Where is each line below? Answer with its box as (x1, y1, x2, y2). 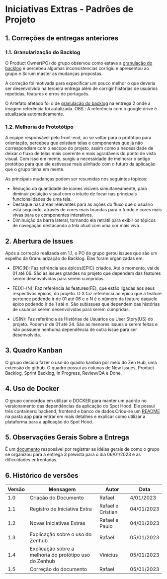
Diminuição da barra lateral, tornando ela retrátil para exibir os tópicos (12, 217, 156, 223)
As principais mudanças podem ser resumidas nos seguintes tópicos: (5, 176, 148, 182)
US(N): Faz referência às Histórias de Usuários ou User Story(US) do (12, 316, 153, 322)
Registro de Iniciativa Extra (29, 505, 92, 512)
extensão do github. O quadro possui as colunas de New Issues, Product (5, 364, 154, 371)
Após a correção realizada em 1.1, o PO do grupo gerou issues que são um (5, 250, 158, 256)
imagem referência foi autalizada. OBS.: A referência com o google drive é (5, 105, 158, 111)
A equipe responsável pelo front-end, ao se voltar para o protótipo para (5, 135, 152, 141)
